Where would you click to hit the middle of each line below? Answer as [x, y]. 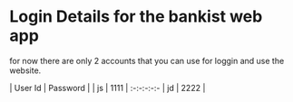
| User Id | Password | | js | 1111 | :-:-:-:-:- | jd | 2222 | [107, 88]
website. [25, 70]
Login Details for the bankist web [136, 17]
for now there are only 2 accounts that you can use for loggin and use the [147, 60]
